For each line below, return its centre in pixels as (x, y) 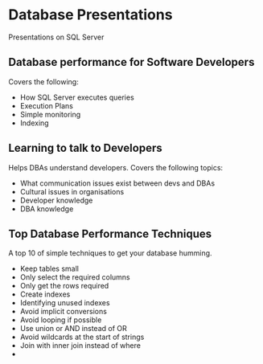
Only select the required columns (75, 277)
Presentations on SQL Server (56, 37)
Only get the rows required (64, 286)
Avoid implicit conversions (63, 312)
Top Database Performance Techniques (110, 233)
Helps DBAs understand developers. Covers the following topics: (116, 167)
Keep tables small (49, 269)
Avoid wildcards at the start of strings (82, 337)
